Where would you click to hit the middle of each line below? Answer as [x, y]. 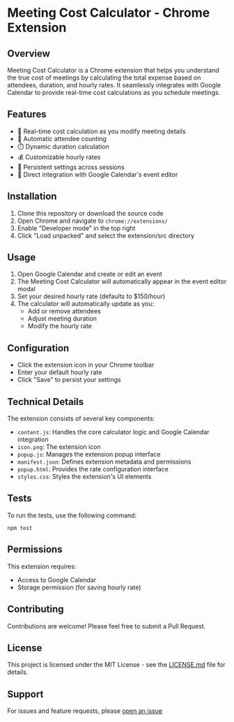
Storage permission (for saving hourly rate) [79, 587]
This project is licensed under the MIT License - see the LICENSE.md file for [116, 665]
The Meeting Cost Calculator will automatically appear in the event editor [122, 281]
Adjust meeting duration [62, 318]
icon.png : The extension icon [59, 447]
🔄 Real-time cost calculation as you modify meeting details [101, 131]
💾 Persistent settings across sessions [71, 167]
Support [25, 694]
